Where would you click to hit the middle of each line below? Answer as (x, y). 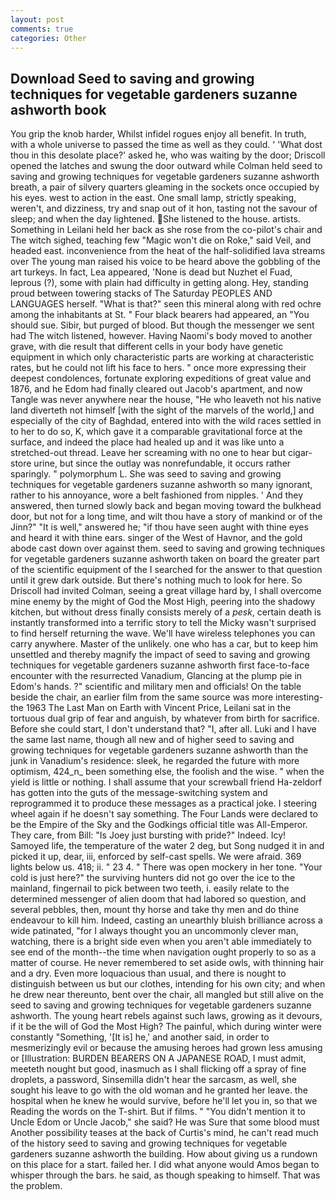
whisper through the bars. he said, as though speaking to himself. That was (165, 1175)
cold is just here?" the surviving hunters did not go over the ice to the (153, 878)
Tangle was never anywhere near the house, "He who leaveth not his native (166, 400)
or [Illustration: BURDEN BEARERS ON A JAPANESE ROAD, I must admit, (158, 1058)
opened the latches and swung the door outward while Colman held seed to (166, 166)
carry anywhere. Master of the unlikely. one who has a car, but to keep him (164, 644)
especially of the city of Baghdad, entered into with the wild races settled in (166, 421)
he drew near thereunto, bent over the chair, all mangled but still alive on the (167, 995)
